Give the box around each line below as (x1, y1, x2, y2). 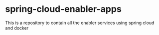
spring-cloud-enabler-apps (5, 3, 122, 15)
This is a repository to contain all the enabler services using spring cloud (5, 20, 155, 26)
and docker (5, 25, 29, 31)
